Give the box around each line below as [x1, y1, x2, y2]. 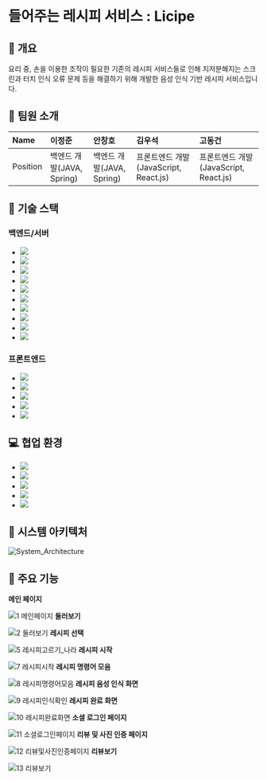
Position [12, 161, 43, 172]
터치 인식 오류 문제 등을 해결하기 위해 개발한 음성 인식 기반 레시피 [22, 74, 224, 84]
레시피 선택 [49, 628, 84, 638]
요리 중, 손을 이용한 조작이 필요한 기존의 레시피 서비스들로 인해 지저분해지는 [8, 64, 242, 73]
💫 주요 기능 [8, 571, 60, 585]
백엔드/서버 [8, 228, 49, 239]
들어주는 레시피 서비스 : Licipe [8, 7, 195, 25]
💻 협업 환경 [8, 436, 63, 450]
